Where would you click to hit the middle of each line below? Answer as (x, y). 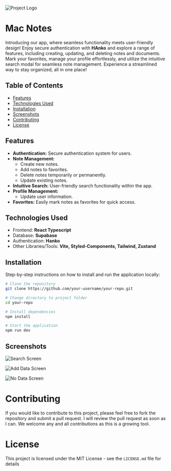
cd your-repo (19, 302)
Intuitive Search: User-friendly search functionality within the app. (82, 185)
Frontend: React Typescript (42, 230)
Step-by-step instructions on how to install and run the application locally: (83, 274)
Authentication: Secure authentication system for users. (72, 153)
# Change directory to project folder (46, 298)
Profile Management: (35, 191)
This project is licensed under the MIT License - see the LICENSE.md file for (83, 458)
